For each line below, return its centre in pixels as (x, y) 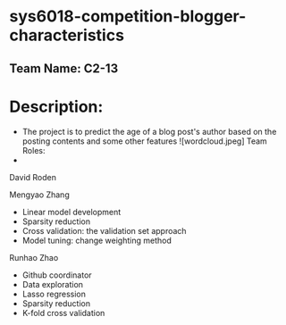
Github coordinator (57, 275)
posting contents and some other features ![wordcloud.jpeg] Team (145, 141)
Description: (56, 107)
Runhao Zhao (34, 257)
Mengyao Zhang (39, 195)
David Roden (33, 177)
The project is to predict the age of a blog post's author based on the (149, 131)
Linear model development (71, 212)
